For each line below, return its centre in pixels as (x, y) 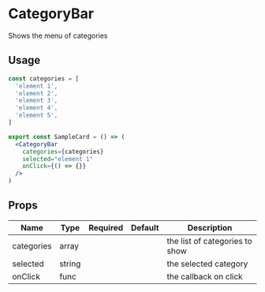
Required (106, 227)
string (70, 264)
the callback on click (205, 276)
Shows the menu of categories (58, 36)
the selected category (207, 264)
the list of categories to (209, 241)
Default (145, 227)
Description (210, 227)
